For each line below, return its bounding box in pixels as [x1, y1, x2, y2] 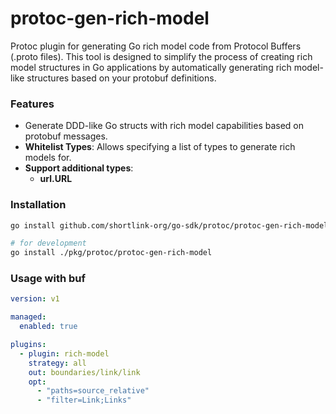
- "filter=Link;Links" [36, 395, 132, 406]
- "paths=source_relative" [36, 386, 150, 396]
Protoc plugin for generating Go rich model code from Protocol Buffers [10, 40, 302, 52]
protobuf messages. [24, 130, 108, 142]
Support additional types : [24, 162, 134, 174]
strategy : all [28, 358, 87, 368]
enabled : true [19, 322, 78, 332]
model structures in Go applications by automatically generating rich [10, 61, 292, 73]
